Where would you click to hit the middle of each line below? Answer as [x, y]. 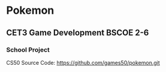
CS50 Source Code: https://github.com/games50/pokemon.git [83, 62]
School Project [28, 50]
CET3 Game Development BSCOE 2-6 [78, 33]
